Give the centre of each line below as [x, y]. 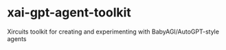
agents [17, 38]
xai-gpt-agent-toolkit [69, 13]
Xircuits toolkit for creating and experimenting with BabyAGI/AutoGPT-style [113, 32]
